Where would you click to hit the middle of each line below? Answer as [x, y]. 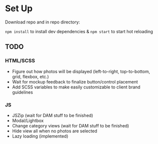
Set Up [19, 9]
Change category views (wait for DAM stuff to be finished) [70, 125]
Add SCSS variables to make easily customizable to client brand [76, 87]
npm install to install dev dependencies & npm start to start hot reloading [79, 31]
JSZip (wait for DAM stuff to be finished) [53, 115]
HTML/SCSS [20, 61]
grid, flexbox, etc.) [30, 77]
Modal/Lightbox [28, 121]
